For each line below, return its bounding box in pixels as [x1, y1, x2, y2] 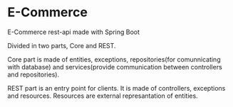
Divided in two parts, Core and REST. [7, 41, 116, 50]
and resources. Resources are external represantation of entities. [7, 91, 198, 100]
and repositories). [7, 70, 59, 79]
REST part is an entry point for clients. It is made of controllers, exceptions [7, 84, 226, 92]
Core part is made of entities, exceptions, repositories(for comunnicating [7, 55, 221, 64]
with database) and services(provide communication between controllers [7, 62, 222, 71]
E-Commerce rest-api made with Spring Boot [7, 28, 140, 36]
